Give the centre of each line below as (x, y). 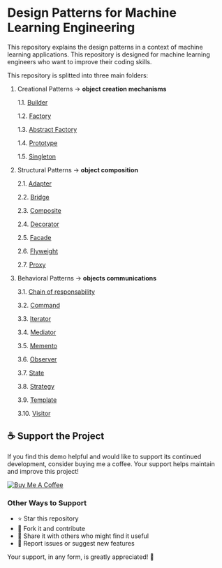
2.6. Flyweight (37, 251)
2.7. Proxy (31, 264)
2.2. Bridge (34, 197)
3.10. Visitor (34, 413)
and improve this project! (43, 471)
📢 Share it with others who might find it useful (83, 536)
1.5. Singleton (37, 156)
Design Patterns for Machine (92, 13)
